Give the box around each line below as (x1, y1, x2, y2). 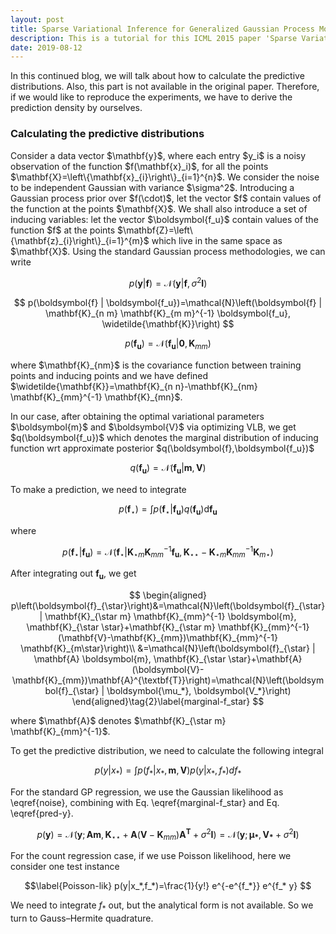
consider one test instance (10, 861, 120, 873)
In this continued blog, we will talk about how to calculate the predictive (10, 70, 305, 82)
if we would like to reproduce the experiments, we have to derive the (10, 91, 293, 103)
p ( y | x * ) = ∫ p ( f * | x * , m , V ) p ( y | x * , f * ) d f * (94, 764, 242, 778)
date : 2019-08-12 (10, 42, 83, 53)
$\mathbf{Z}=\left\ (117, 224, 193, 236)
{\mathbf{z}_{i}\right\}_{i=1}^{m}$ (10, 234, 150, 246)
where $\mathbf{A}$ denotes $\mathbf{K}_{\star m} (10, 714, 227, 726)
